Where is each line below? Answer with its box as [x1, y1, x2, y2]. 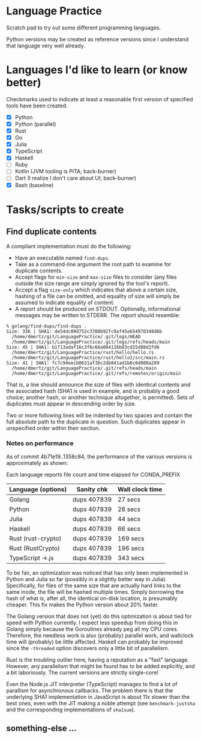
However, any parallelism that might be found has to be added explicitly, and [6, 662, 195, 669]
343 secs [117, 554, 145, 562]
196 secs [117, 544, 145, 552]
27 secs [117, 495, 141, 503]
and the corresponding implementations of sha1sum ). [6, 706, 136, 713]
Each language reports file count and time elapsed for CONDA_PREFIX [6, 471, 181, 478]
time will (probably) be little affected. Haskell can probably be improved [6, 638, 183, 645]
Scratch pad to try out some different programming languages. [6, 24, 161, 31]
